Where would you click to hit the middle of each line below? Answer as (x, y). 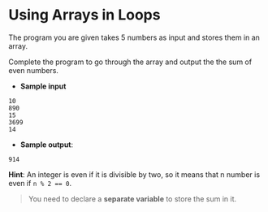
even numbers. (34, 70)
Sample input (43, 86)
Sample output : (47, 145)
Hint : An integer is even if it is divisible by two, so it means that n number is (134, 174)
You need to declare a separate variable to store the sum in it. (132, 199)
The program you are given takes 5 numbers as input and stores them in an (134, 37)
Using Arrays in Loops (84, 15)
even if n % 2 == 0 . (40, 183)
